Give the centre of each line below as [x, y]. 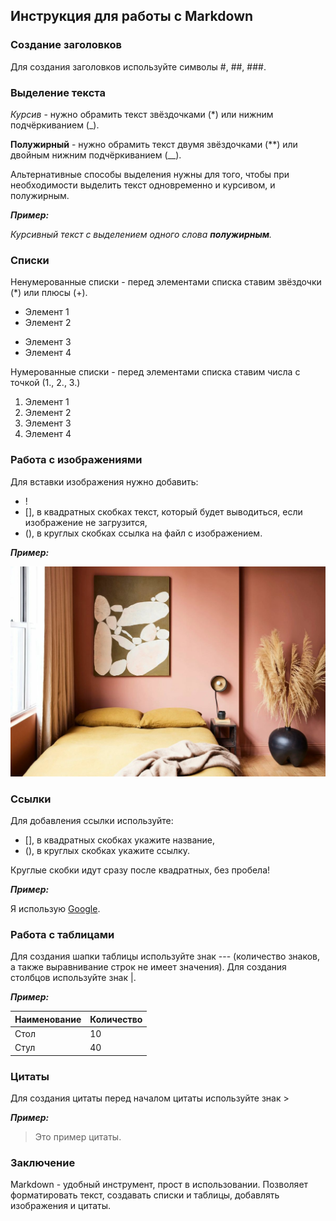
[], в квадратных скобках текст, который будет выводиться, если [163, 511]
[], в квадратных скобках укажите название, [120, 840]
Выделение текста [58, 92]
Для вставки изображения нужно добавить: [104, 481]
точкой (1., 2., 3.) [45, 383]
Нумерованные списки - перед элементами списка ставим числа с [155, 372]
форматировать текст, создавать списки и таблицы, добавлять [145, 1195]
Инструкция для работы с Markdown [132, 16]
